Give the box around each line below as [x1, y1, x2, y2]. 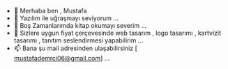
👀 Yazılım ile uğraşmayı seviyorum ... [13, 14, 119, 22]
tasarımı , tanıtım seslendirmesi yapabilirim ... [13, 36, 144, 45]
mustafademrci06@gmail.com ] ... [13, 54, 110, 62]
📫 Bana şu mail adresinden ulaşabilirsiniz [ [13, 44, 137, 52]
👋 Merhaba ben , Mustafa [13, 7, 87, 15]
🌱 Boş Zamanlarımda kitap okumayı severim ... [13, 22, 147, 29]
